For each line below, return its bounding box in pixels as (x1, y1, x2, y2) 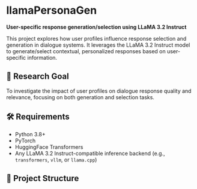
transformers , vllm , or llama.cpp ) (14, 156, 97, 163)
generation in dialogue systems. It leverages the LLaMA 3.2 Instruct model (6, 41, 190, 48)
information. (27, 54, 58, 61)
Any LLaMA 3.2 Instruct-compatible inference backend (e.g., (14, 150, 165, 157)
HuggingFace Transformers (14, 143, 83, 150)
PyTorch (14, 137, 36, 144)
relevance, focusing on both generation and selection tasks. (6, 93, 155, 100)
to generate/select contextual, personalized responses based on (6, 47, 166, 54)
